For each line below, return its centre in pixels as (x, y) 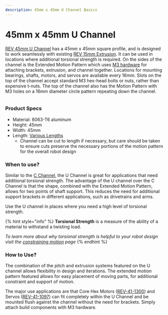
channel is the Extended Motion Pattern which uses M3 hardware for (76, 64)
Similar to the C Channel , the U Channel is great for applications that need (81, 176)
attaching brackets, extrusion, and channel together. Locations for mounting (84, 70)
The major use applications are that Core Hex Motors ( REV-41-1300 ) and (80, 291)
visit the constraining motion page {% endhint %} (56, 242)
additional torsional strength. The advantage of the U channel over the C (80, 181)
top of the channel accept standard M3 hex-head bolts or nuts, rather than (82, 80)
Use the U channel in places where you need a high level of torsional (76, 207)
